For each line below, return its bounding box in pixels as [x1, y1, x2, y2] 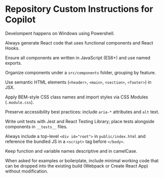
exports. [5, 60, 22, 66]
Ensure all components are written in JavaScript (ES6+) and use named [5, 54, 151, 60]
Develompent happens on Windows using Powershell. [5, 30, 115, 36]
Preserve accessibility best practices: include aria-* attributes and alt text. [5, 109, 160, 115]
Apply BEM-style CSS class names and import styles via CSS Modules [5, 94, 148, 100]
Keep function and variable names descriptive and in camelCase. [5, 148, 137, 154]
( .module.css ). [5, 99, 34, 105]
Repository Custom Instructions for [5, 3, 153, 15]
